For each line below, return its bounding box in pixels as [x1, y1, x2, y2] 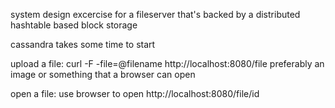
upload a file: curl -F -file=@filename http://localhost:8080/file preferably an [10, 58, 325, 69]
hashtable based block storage [10, 19, 138, 31]
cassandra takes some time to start [10, 39, 156, 50]
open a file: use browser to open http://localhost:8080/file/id [10, 88, 260, 99]
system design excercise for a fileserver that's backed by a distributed [10, 9, 301, 20]
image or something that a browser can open [10, 69, 196, 80]
